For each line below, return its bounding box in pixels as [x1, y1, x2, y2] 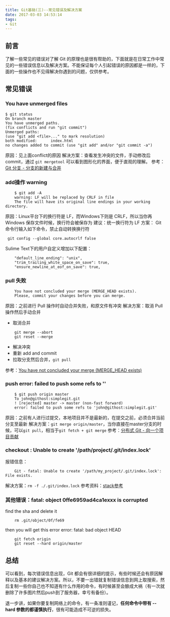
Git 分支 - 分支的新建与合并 [5, 165, 62, 171]
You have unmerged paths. [5, 120, 60, 125]
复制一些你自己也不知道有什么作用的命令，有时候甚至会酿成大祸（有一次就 [9, 583, 165, 589]
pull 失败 [5, 277, 26, 284]
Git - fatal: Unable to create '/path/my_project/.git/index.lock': [14, 468, 162, 473]
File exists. [5, 473, 33, 478]
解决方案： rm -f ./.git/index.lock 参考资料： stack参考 [5, 482, 123, 489]
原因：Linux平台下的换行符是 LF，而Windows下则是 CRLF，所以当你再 [5, 213, 152, 219]
